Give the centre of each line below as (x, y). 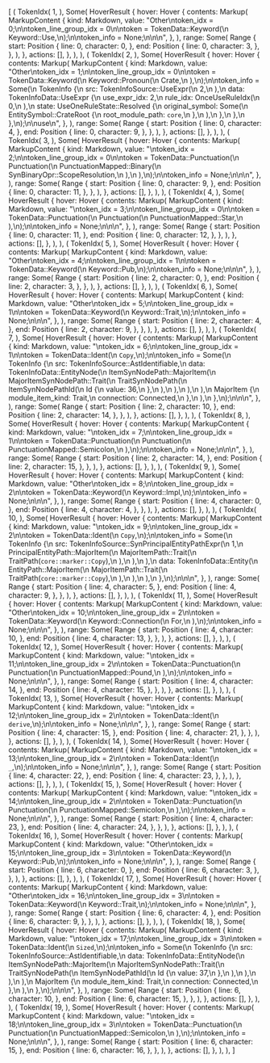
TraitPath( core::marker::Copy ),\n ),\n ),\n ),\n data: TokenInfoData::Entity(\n (133, 561)
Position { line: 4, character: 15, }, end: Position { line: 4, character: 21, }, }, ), (134, 733)
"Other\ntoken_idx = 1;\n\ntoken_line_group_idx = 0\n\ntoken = (112, 71)
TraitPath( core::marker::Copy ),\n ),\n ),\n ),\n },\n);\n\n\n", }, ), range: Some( (134, 578)
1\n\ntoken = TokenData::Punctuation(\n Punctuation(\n (100, 441)
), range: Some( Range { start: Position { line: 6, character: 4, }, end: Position (135, 913)
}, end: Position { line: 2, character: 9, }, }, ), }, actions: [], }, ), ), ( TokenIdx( (132, 329)
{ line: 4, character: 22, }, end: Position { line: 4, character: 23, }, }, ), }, (125, 775)
